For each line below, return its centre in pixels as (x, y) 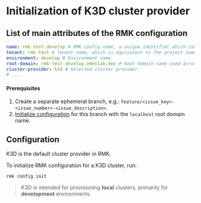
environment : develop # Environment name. (60, 58)
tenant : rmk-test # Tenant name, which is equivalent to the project (95, 52)
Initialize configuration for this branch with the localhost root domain (100, 114)
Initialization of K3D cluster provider (98, 11)
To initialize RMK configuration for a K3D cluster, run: (71, 165)
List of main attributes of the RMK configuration (97, 33)
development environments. (56, 194)
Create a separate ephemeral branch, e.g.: (67, 101)
